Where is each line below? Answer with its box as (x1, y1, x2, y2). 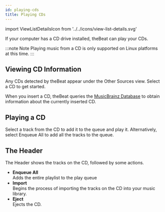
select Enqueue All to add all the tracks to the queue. (5, 132, 114, 138)
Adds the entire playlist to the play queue (12, 174, 97, 180)
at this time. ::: (5, 51, 34, 57)
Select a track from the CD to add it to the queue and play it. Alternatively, (5, 126, 157, 133)
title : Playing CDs (5, 12, 46, 17)
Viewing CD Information (5, 65, 81, 73)
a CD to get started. (5, 84, 46, 90)
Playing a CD (5, 113, 46, 122)
